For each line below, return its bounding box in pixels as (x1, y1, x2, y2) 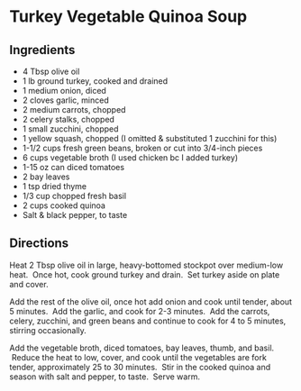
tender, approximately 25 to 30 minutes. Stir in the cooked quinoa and (9, 361, 271, 372)
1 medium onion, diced (22, 86, 106, 95)
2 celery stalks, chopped (22, 114, 115, 124)
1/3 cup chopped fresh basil (22, 191, 127, 201)
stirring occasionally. (9, 324, 87, 335)
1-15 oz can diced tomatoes (22, 162, 124, 172)
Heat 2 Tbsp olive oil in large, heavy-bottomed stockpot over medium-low (9, 259, 284, 270)
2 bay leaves (22, 171, 70, 182)
